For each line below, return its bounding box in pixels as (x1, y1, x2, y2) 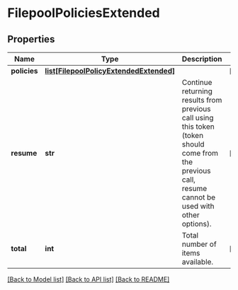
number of (181, 239, 217, 249)
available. (181, 257, 214, 267)
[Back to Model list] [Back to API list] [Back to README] (7, 275, 170, 284)
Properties (7, 33, 55, 45)
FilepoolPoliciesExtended (7, 5, 161, 21)
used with (181, 202, 215, 211)
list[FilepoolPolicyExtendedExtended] (45, 66, 176, 76)
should (181, 139, 205, 149)
